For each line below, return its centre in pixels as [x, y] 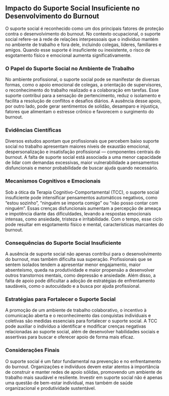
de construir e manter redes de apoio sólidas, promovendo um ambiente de [84, 372]
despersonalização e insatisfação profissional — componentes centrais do [83, 152]
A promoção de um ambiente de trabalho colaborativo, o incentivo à [76, 310]
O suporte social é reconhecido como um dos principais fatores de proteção [84, 28]
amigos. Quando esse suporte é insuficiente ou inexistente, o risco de [78, 50]
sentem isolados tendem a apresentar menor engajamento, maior [73, 265]
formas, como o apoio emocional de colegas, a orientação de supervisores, [84, 85]
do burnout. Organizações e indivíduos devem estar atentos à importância [82, 367]
